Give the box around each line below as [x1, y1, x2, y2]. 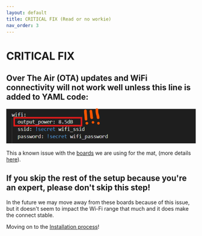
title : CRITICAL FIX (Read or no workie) [6, 16, 112, 22]
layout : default [6, 10, 47, 16]
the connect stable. [6, 211, 54, 219]
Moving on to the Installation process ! [6, 223, 100, 230]
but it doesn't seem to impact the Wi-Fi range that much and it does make [6, 205, 189, 212]
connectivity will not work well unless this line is [6, 82, 191, 93]
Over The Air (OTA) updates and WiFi [6, 73, 148, 83]
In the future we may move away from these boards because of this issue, [6, 199, 190, 206]
